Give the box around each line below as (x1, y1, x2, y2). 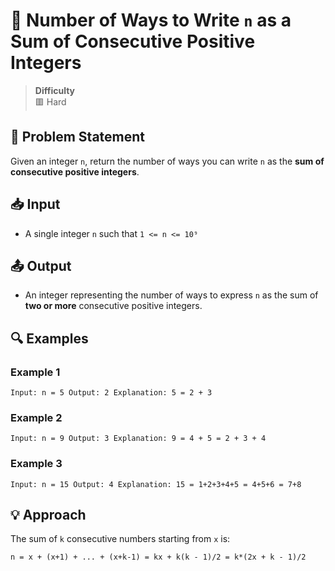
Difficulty (34, 84, 75, 96)
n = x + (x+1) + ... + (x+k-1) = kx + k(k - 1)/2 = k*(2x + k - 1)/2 (10, 552, 307, 563)
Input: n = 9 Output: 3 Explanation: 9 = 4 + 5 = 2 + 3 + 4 (10, 434, 267, 444)
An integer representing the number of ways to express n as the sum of (24, 289, 319, 301)
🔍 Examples (10, 330, 89, 347)
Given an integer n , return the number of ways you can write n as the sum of (10, 155, 325, 167)
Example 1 (10, 365, 61, 379)
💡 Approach (10, 507, 87, 524)
